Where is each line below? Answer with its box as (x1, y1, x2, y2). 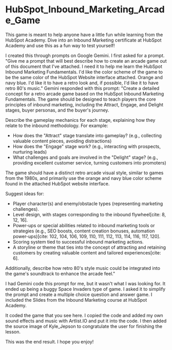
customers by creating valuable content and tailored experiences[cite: (12, 249, 161, 255)
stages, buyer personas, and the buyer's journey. (5, 107, 109, 113)
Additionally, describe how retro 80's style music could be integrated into (5, 265, 161, 271)
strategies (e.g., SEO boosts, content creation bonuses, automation (12, 228, 155, 234)
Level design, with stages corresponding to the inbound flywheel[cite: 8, (12, 211, 166, 217)
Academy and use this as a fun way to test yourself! (5, 42, 115, 48)
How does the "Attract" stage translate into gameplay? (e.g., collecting (12, 132, 162, 138)
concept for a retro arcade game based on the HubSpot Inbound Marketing (5, 90, 164, 97)
